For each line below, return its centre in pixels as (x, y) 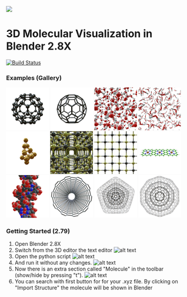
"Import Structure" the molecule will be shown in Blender (84, 288)
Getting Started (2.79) (38, 231)
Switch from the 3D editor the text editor (64, 250)
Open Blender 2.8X (38, 244)
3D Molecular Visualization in (79, 34)
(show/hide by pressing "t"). (49, 275)
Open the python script (43, 256)
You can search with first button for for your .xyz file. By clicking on (96, 282)
